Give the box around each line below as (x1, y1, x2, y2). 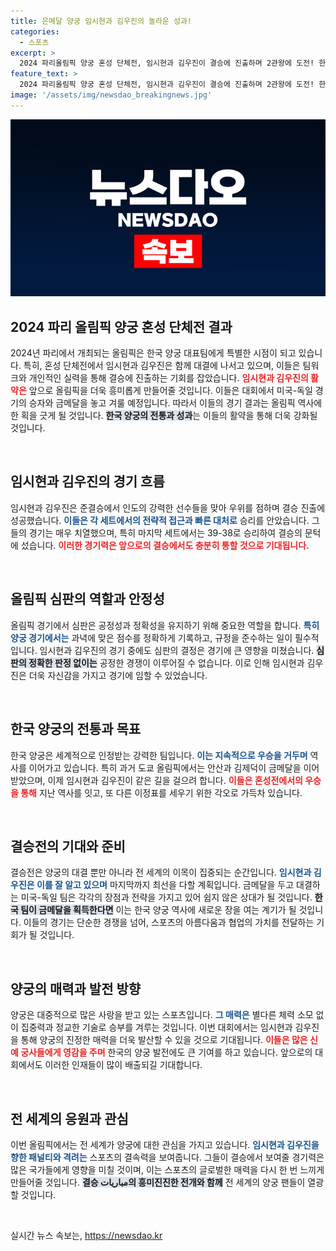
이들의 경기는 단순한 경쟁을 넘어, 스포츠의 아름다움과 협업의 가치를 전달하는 (23, 916, 315, 929)
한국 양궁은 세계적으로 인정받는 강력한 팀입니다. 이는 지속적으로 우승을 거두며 (10, 749, 308, 761)
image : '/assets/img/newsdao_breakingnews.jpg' (10, 90, 213, 100)
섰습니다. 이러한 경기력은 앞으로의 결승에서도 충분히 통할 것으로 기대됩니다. (20, 539, 310, 551)
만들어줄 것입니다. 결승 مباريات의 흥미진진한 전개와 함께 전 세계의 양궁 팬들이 (10, 1176, 306, 1188)
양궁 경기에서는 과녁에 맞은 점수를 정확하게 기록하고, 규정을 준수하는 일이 (10, 631, 293, 644)
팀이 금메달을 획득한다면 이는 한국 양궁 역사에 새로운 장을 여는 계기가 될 (20, 904, 297, 916)
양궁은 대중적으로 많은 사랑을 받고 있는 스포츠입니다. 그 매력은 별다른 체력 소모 (10, 1009, 314, 1021)
